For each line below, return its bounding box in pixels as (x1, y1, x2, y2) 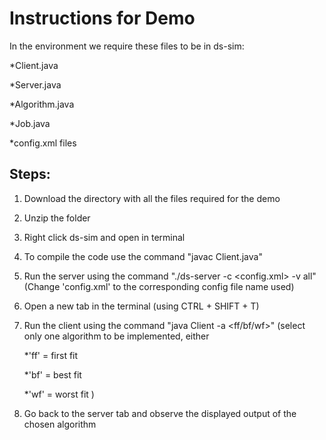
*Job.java (9, 117, 51, 129)
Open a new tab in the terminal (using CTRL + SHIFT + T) (23, 300, 260, 312)
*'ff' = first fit (23, 349, 79, 361)
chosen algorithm (23, 418, 97, 430)
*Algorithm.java (9, 98, 75, 110)
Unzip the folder (23, 212, 91, 224)
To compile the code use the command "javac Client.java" (23, 250, 263, 262)
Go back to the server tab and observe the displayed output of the (23, 407, 297, 419)
